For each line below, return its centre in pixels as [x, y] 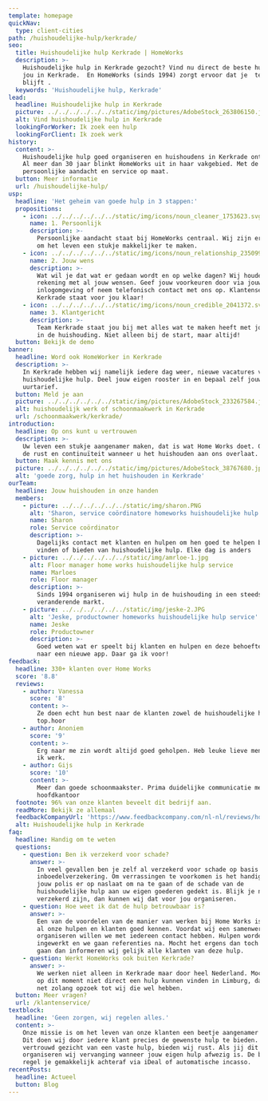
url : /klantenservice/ [53, 1003]
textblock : [26, 1011]
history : [23, 142]
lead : [17, 97]
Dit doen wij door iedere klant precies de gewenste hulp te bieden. [141, 1040]
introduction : [32, 424]
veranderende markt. [71, 602]
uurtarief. [41, 387]
